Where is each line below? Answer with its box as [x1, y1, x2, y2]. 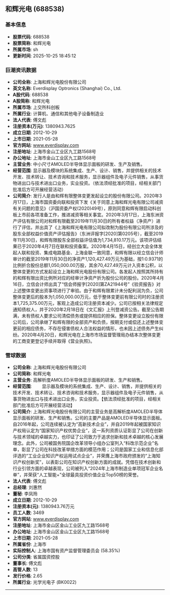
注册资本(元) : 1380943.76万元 [12, 504, 75, 510]
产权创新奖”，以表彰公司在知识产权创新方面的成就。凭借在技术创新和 [17, 459, 161, 465]
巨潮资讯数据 [5, 66, 37, 73]
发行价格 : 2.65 [12, 573, 42, 579]
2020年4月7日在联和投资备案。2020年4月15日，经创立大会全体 [26, 243, 158, 249]
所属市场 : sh [12, 46, 38, 52]
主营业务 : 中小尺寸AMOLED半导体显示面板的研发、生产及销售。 [12, 161, 145, 167]
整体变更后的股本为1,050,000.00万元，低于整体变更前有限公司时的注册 [12, 294, 160, 300]
